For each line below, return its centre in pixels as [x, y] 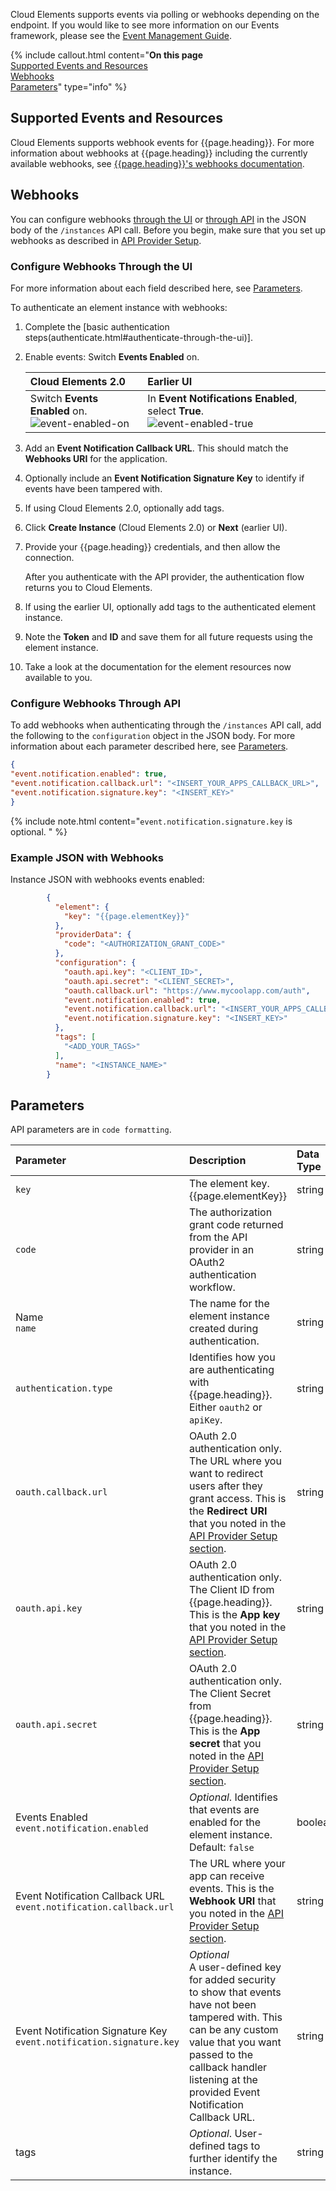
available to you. [58, 677]
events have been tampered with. [93, 488]
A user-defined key [235, 1967]
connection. [49, 557]
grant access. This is [237, 1499]
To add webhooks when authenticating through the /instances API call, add [166, 725]
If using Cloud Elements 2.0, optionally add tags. [124, 508]
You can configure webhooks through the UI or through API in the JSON [158, 219]
